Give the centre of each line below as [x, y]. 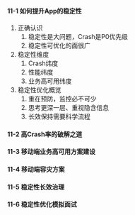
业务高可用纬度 [50, 81]
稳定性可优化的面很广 [59, 45]
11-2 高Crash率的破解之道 [45, 134]
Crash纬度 [43, 63]
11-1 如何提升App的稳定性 [45, 11]
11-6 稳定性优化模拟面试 [42, 204]
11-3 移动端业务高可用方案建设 [51, 152]
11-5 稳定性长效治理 [36, 187]
